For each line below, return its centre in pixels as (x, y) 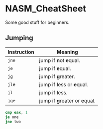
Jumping (19, 38)
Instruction (21, 52)
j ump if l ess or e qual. (63, 84)
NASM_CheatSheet (46, 9)
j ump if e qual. (55, 68)
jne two (13, 122)
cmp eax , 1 (16, 112)
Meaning (67, 52)
